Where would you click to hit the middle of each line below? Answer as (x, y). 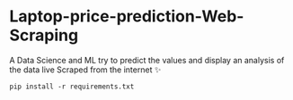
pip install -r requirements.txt (72, 87)
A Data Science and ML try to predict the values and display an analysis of (147, 60)
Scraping (44, 35)
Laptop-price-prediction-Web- (127, 17)
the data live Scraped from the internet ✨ (85, 70)
